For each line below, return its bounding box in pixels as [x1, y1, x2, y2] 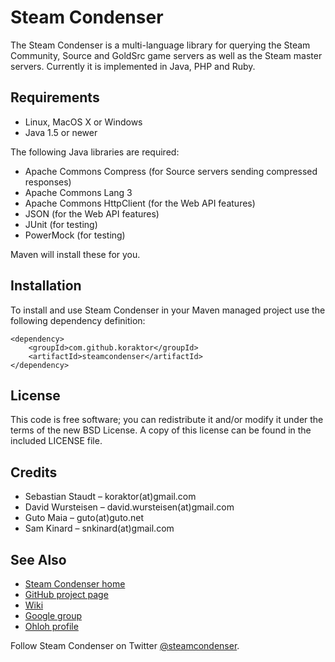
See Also [10, 551, 67, 568]
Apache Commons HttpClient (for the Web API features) [24, 197, 256, 209]
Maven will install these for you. [10, 248, 141, 260]
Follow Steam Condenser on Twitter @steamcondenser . [10, 640, 240, 651]
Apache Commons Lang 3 [24, 186, 133, 198]
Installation [10, 277, 82, 295]
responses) [24, 176, 72, 188]
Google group [24, 610, 82, 621]
